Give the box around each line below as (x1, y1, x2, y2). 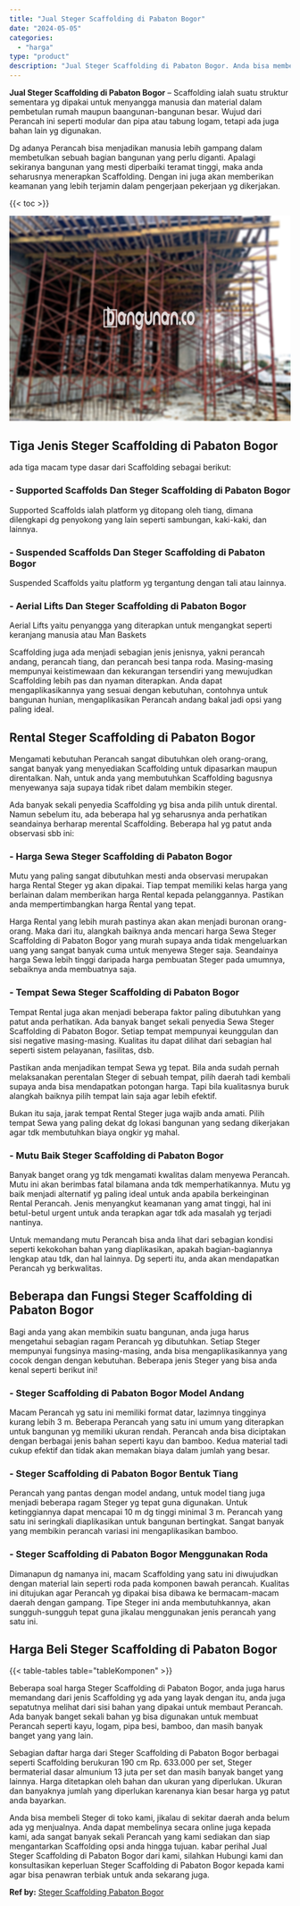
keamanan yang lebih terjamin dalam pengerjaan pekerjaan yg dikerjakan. (9, 181, 281, 191)
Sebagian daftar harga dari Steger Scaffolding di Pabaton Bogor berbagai (9, 1748, 279, 1758)
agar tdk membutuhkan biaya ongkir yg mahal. (9, 1127, 180, 1138)
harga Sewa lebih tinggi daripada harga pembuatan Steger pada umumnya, (9, 954, 286, 965)
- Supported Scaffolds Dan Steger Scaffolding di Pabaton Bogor (9, 484, 291, 496)
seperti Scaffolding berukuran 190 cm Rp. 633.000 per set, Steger (9, 1758, 253, 1768)
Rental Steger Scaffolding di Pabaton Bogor (9, 730, 256, 745)
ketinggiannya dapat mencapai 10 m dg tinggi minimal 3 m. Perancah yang (9, 1507, 283, 1518)
